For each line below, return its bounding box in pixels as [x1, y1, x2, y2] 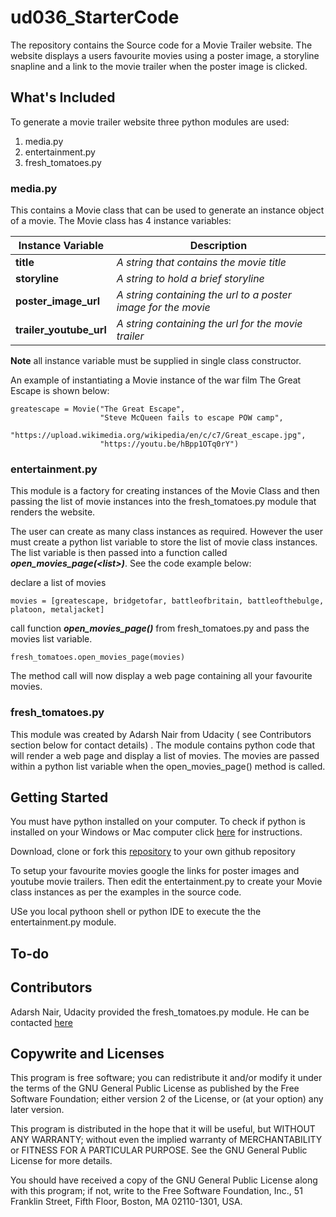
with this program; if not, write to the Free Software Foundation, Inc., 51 [10, 1185, 303, 1197]
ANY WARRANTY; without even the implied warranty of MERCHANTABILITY [10, 1134, 323, 1146]
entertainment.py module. [10, 916, 117, 928]
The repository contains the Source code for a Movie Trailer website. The [10, 39, 313, 51]
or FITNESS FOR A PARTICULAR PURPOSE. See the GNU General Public [10, 1144, 308, 1156]
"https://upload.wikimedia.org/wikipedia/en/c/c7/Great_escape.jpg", [10, 431, 307, 441]
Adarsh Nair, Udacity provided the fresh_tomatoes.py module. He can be [10, 1006, 310, 1018]
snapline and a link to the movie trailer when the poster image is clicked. [10, 60, 308, 72]
